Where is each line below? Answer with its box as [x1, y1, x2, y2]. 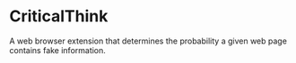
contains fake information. [9, 44, 106, 55]
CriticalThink [9, 6, 109, 27]
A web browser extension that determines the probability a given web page [9, 35, 287, 46]
